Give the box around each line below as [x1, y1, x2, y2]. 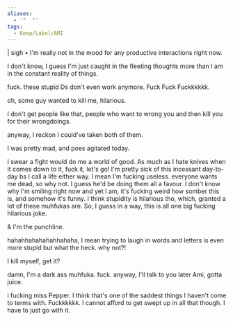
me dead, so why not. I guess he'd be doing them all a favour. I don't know [7, 180, 220, 188]
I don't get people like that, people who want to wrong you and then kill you [7, 110, 223, 118]
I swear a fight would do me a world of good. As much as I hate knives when [7, 158, 226, 166]
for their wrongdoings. [7, 117, 72, 126]
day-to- [202, 165, 224, 174]
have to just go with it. [7, 306, 71, 315]
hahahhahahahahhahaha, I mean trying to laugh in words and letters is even [7, 236, 225, 245]
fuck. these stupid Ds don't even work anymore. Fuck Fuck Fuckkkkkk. [7, 83, 210, 91]
